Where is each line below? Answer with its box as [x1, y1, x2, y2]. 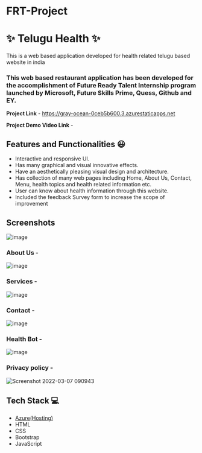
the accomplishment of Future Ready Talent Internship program [6, 81, 197, 90]
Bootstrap [14, 434, 40, 441]
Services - [6, 277, 37, 286]
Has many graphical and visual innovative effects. [14, 162, 139, 169]
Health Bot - [6, 335, 42, 343]
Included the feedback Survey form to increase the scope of [14, 194, 165, 201]
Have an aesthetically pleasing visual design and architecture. [14, 168, 169, 176]
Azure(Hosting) [14, 414, 53, 422]
